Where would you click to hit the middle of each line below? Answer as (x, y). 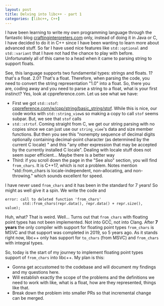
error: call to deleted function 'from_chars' (53, 200)
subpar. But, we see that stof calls (47, 119)
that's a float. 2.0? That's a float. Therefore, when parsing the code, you (77, 78)
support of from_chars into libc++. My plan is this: (55, 258)
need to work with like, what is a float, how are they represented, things (84, 283)
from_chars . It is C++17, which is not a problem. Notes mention (75, 165)
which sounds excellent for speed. (69, 176)
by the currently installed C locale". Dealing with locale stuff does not (82, 150)
